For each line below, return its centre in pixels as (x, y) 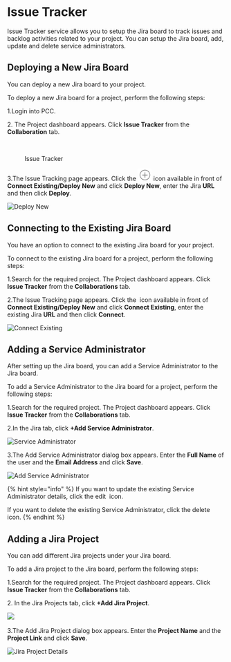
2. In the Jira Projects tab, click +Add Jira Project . (78, 603)
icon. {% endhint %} (36, 517)
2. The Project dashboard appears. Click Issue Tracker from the (99, 124)
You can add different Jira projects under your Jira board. (89, 556)
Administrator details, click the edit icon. (65, 496)
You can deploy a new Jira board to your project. (77, 84)
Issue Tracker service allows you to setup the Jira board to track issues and (115, 31)
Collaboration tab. (34, 131)
